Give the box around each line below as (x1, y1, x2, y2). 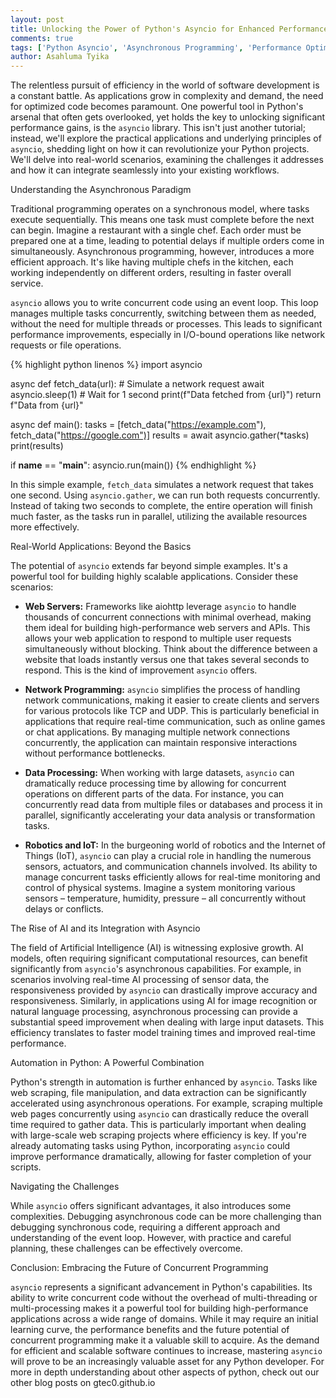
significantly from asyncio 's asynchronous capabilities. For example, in (10, 963, 302, 975)
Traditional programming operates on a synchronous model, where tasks (10, 203, 310, 215)
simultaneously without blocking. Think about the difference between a (24, 643, 318, 655)
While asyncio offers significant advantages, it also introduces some (10, 1200, 292, 1212)
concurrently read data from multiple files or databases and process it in (24, 799, 323, 811)
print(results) (10, 440, 64, 452)
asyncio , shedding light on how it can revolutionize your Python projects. (10, 143, 310, 155)
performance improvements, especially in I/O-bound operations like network (10, 329, 326, 341)
